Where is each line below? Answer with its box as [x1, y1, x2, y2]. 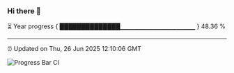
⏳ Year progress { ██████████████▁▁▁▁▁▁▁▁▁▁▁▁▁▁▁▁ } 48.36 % [7, 22, 226, 30]
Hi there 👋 [7, 6, 42, 16]
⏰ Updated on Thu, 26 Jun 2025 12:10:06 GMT [7, 45, 141, 53]
